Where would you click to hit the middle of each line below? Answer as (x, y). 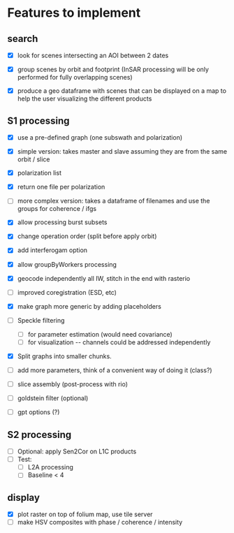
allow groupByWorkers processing (67, 264)
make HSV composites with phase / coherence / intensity (100, 523)
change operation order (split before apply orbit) (87, 236)
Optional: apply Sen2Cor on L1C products (77, 451)
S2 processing (39, 435)
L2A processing (50, 467)
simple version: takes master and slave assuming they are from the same (122, 152)
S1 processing (38, 121)
